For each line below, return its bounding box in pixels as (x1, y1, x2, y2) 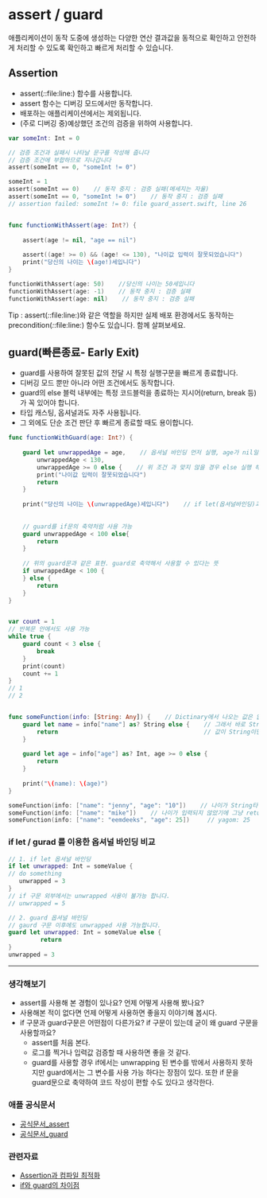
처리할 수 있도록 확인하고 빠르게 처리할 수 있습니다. (16, 42, 173, 53)
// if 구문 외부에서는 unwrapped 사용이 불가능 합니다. (8, 892, 171, 900)
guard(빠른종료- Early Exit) (8, 345, 140, 359)
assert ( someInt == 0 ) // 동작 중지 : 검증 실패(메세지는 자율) (8, 185, 209, 193)
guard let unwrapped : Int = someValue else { (8, 928, 161, 936)
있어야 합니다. (37, 398, 79, 407)
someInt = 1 (8, 177, 48, 186)
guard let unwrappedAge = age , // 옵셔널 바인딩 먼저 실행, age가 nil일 (22, 449, 259, 457)
